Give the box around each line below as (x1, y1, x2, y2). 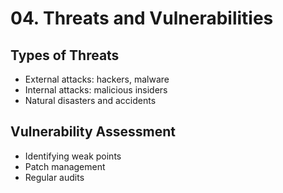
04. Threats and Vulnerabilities (10, 7, 274, 30)
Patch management (24, 160, 106, 172)
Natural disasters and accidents (24, 95, 157, 106)
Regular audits (24, 171, 85, 183)
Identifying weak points (24, 150, 122, 162)
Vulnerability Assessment (10, 123, 176, 141)
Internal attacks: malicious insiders (24, 84, 168, 96)
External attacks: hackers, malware (24, 73, 170, 85)
